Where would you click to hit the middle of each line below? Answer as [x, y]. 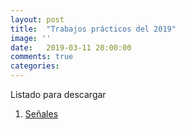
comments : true [42, 57]
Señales [41, 114]
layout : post [37, 19]
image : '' [31, 38]
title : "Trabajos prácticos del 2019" [93, 29]
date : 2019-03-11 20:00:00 [71, 47]
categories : [35, 66]
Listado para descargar [58, 94]
